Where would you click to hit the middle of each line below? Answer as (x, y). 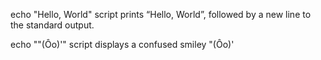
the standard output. (52, 25)
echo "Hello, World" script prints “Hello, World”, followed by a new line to (161, 14)
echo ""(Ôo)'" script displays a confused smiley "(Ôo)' (122, 44)
